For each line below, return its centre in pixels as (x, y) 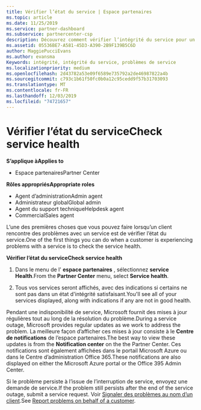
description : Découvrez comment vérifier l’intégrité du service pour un (101, 40)
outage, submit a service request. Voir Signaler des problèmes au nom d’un (100, 394)
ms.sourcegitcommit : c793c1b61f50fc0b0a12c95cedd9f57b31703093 (87, 79)
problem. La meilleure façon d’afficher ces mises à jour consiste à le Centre (100, 331)
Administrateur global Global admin (58, 202)
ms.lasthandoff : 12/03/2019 (42, 96)
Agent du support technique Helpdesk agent (70, 209)
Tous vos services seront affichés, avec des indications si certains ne (101, 288)
